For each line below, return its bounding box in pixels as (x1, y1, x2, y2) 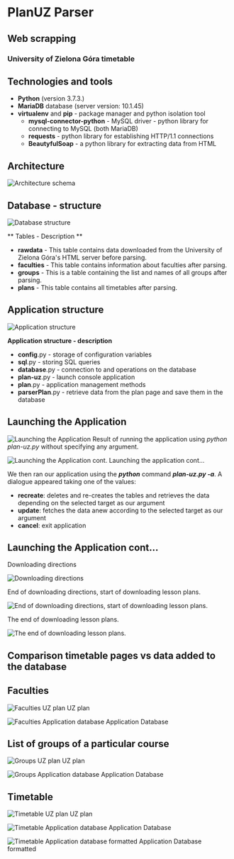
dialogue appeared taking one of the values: (7, 477, 136, 485)
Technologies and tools (7, 75, 113, 87)
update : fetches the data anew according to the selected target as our (17, 506, 223, 515)
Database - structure (7, 199, 101, 211)
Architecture (7, 160, 65, 172)
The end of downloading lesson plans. (7, 615, 119, 624)
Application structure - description (7, 336, 112, 344)
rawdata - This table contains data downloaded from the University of (17, 245, 223, 254)
